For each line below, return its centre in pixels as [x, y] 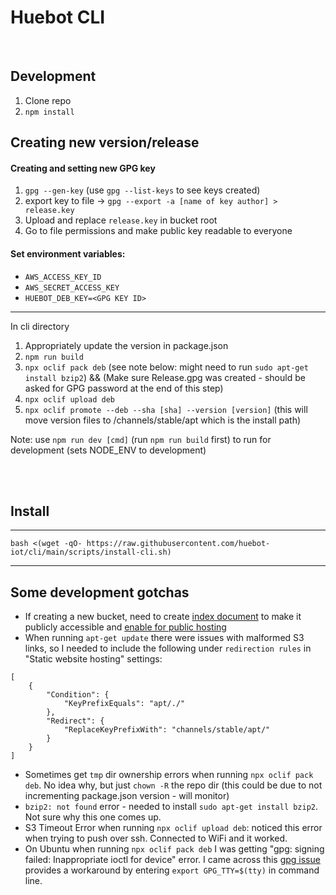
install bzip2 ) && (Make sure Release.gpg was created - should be [165, 377]
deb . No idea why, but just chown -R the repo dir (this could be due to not [173, 785]
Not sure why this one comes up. [93, 817]
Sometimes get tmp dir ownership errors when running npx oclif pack [169, 775]
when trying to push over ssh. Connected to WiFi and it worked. [156, 838]
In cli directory [40, 326]
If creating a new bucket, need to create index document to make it [163, 617]
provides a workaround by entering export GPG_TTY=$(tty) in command [172, 870]
